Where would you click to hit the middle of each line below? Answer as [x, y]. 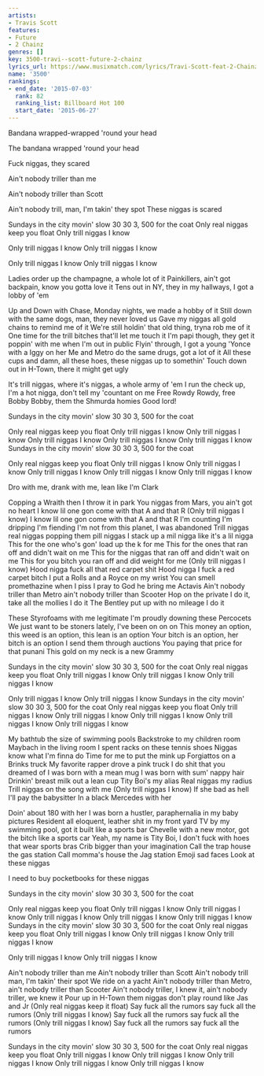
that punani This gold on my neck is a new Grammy [91, 651]
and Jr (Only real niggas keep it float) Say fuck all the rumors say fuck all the [132, 1006]
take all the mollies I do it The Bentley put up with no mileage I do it [116, 603]
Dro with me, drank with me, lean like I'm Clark [83, 487]
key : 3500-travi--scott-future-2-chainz [75, 60]
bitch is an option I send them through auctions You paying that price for [125, 643]
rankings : [24, 81]
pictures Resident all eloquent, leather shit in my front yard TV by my [119, 821]
